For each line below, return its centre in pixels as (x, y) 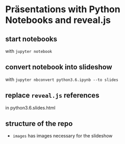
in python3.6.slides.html (30, 107)
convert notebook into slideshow (59, 67)
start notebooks (31, 39)
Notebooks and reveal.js (58, 20)
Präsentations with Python (63, 9)
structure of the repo (39, 124)
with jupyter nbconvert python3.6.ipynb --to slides (62, 79)
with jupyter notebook (29, 51)
